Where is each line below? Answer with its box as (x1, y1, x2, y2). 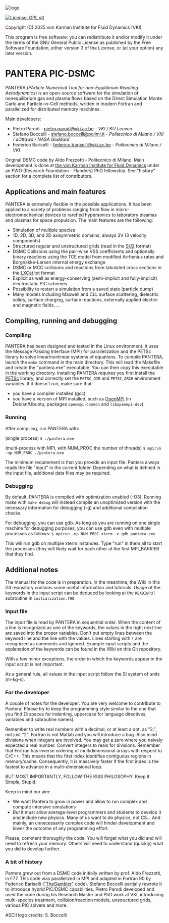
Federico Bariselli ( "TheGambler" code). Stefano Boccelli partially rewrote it (5, 881, 162, 887)
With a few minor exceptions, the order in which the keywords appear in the (5, 656, 163, 662)
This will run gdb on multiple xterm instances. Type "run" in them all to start (5, 540, 162, 546)
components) (12, 237, 41, 243)
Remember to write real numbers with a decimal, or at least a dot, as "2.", (5, 726, 157, 732)
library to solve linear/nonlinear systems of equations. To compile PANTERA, (5, 354, 164, 360)
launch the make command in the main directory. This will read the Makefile (5, 359, 160, 366)
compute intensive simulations (12, 804, 76, 810)
